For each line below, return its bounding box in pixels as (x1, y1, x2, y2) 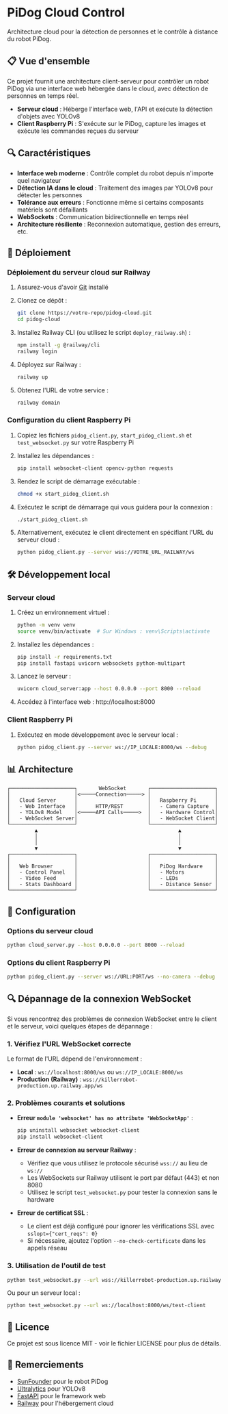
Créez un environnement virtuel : (16, 608, 110, 616)
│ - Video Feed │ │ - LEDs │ (7, 875, 218, 882)
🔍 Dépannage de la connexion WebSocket (7, 993, 191, 1005)
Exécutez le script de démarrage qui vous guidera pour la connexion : (16, 503, 213, 511)
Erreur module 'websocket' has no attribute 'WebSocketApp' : (16, 1114, 193, 1122)
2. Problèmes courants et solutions (7, 1098, 126, 1108)
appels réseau (27, 1244, 68, 1252)
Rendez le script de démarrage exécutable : (16, 477, 141, 485)
